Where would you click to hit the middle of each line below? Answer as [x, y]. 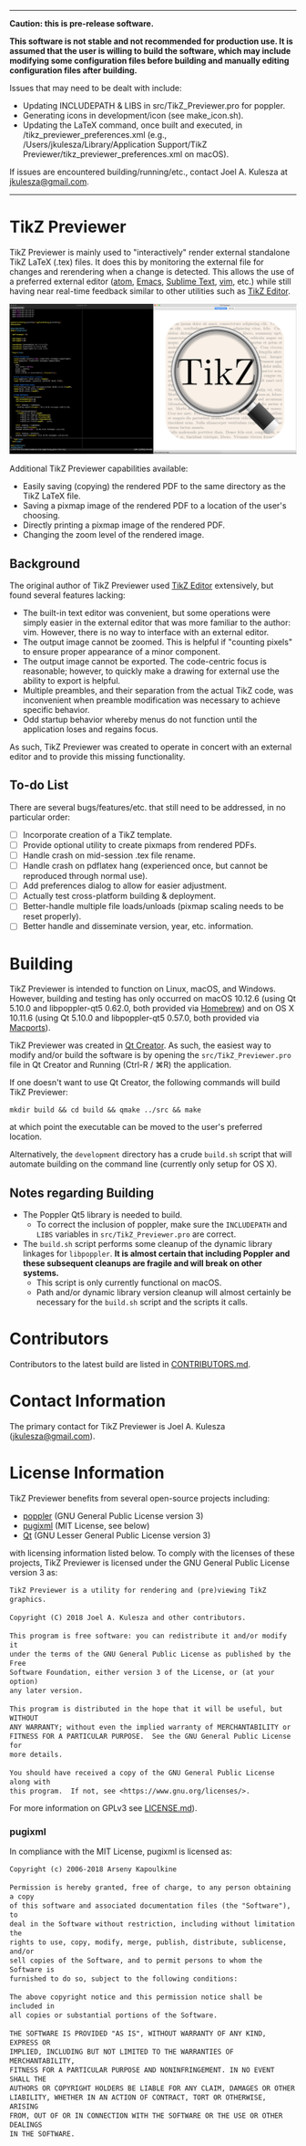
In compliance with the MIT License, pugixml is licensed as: [121, 1852]
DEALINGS [26, 2125]
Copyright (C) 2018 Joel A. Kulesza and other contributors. [128, 1617]
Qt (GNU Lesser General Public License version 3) [117, 1535]
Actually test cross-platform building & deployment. [119, 896]
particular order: [40, 817]
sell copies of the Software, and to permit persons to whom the [136, 1961]
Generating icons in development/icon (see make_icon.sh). [133, 115]
